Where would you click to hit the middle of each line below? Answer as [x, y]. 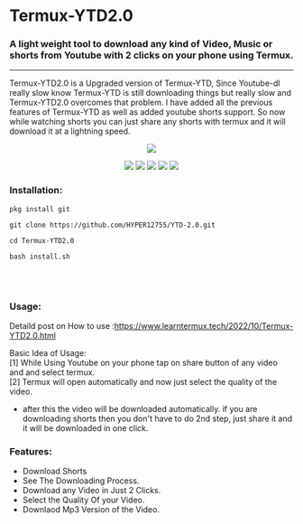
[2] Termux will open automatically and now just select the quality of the [143, 382]
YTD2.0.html [33, 336]
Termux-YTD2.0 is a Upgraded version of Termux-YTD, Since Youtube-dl [145, 83]
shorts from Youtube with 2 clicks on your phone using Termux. [151, 55]
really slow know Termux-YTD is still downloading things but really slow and [150, 93]
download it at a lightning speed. [70, 131]
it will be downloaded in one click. [85, 428]
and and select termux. [52, 372]
